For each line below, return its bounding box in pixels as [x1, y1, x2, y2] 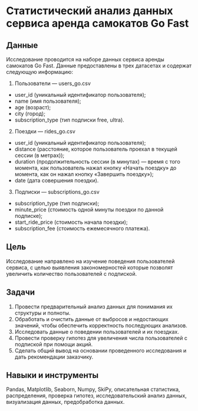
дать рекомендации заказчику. [14, 353, 94, 360]
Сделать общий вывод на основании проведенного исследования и [14, 347, 187, 354]
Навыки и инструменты [6, 370, 99, 380]
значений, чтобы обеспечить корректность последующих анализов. [14, 322, 187, 329]
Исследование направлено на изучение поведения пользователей [6, 257, 175, 265]
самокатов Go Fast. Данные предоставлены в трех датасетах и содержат [6, 62, 192, 69]
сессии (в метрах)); [14, 152, 65, 159]
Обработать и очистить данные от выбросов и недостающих [14, 315, 169, 322]
